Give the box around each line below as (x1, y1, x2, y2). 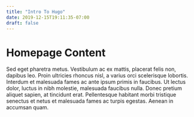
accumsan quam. (6, 104, 49, 111)
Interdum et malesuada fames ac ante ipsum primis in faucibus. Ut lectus (6, 79, 186, 86)
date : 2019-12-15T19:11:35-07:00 (6, 14, 90, 20)
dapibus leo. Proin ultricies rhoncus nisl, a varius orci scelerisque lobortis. (6, 72, 189, 79)
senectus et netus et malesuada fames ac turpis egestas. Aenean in (6, 97, 174, 105)
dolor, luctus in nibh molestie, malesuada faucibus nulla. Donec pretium (6, 85, 183, 92)
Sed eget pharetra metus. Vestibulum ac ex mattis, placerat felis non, (6, 65, 177, 73)
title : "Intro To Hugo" (6, 8, 66, 15)
